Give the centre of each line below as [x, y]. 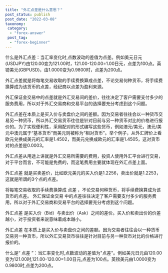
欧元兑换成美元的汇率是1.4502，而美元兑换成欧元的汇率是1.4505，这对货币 [82, 139]
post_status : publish [28, 14]
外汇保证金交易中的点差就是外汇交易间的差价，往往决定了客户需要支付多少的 [84, 97]
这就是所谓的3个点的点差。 [33, 179]
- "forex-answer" [28, 33]
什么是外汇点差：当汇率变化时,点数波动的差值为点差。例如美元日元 [74, 57]
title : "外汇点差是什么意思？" [34, 10]
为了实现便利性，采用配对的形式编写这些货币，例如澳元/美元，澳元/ [88, 126]
